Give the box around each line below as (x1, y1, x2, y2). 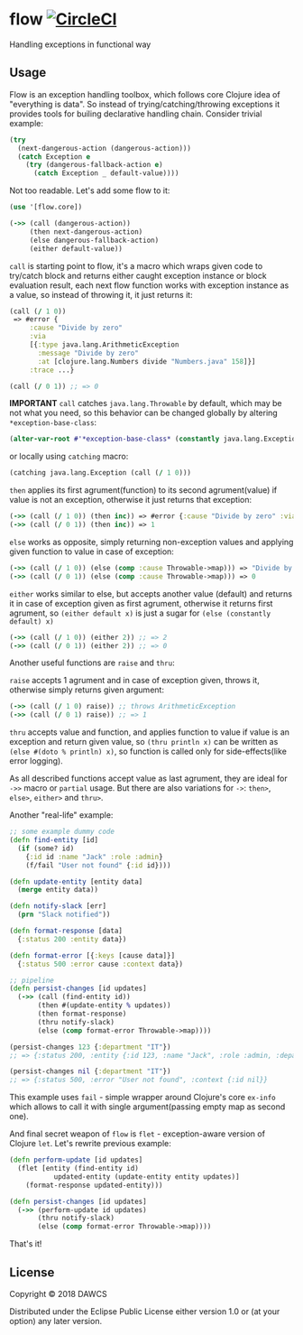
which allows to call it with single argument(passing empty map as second (9, 1101, 286, 1112)
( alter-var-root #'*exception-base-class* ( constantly (9, 434, 220, 444)
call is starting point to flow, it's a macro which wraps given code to (9, 260, 263, 271)
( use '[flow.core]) (9, 203, 83, 212)
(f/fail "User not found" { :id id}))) (25, 860, 171, 870)
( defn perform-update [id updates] (9, 1155, 143, 1164)
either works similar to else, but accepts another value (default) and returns (9, 588, 293, 599)
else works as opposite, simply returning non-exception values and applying (9, 536, 294, 547)
